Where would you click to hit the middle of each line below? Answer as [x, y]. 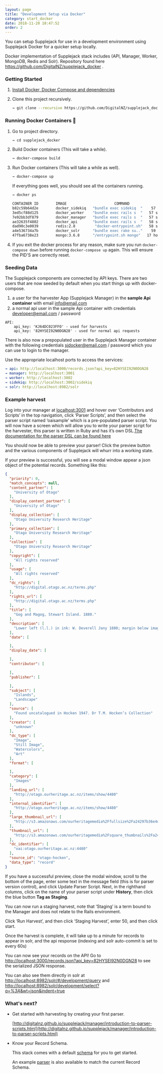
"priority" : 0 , [25, 479]
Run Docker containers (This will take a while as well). [66, 168]
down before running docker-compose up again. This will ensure [91, 250]
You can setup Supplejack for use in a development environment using [76, 41]
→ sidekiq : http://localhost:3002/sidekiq [49, 383]
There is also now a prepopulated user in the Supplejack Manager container [81, 340]
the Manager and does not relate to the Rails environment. [63, 911]
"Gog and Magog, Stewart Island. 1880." [55, 614]
